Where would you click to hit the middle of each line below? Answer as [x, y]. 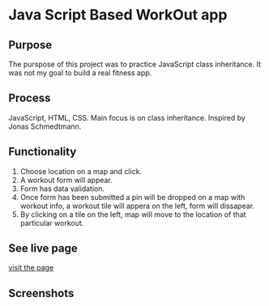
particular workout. [52, 223]
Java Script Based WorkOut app [118, 15]
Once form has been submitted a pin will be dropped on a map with [132, 197]
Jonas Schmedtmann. [45, 126]
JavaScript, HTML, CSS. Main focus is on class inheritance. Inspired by [127, 117]
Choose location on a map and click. [81, 171]
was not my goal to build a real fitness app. [80, 73]
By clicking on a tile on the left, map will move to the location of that [133, 214]
